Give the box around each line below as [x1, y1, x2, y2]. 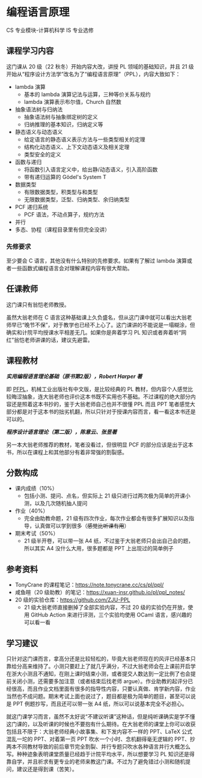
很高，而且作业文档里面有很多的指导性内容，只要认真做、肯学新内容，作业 [11, 685, 196, 693]
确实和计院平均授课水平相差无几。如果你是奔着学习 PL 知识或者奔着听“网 [6, 329, 186, 336]
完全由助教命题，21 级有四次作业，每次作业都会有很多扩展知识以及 [23, 515, 189, 522]
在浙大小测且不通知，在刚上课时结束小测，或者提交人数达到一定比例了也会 [6, 670, 191, 678]
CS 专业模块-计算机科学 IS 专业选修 [6, 26, 94, 34]
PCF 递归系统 [14, 203, 49, 210]
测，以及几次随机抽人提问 [23, 500, 88, 507]
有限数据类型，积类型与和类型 [23, 188, 98, 195]
